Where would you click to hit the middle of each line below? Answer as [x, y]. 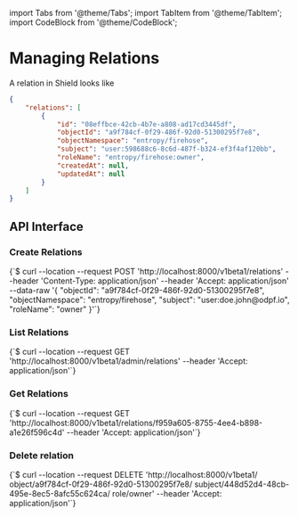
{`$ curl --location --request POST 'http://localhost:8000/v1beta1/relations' [146, 271]
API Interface [47, 226]
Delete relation [41, 455]
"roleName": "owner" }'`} [55, 309]
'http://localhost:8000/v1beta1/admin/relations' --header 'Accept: [129, 361]
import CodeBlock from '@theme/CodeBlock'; [93, 22]
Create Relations [46, 251]
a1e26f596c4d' [37, 432]
